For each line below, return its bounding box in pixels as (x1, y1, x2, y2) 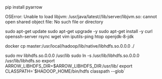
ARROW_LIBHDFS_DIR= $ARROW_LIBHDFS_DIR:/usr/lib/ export (5, 63, 133, 69)
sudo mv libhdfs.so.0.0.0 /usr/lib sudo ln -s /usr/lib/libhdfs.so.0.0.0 (5, 53, 140, 58)
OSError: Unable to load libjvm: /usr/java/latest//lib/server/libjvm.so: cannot (5, 14, 157, 19)
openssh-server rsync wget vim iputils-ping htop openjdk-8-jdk (5, 34, 134, 39)
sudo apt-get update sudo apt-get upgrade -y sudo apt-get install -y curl (5, 28, 153, 34)
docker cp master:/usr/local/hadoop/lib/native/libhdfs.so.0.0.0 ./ (5, 43, 135, 49)
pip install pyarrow (5, 4, 43, 10)
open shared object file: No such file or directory (5, 19, 104, 25)
